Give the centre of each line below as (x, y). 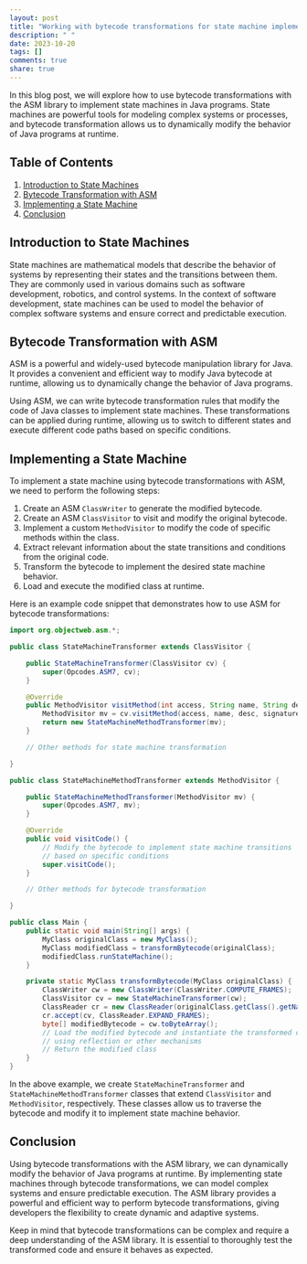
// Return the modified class (100, 1050)
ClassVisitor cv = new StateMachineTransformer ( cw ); (145, 999)
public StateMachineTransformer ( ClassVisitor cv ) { (126, 663)
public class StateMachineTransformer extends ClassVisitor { (130, 647)
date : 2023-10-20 (42, 43)
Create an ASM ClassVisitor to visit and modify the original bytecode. (155, 519)
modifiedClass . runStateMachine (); (108, 957)
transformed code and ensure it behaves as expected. (111, 1249)
